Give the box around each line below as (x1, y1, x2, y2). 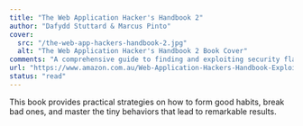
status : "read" (9, 72, 67, 81)
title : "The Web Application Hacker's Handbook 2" (9, 13, 204, 22)
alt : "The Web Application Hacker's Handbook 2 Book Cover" (17, 47, 248, 56)
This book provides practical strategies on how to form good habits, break (9, 96, 285, 107)
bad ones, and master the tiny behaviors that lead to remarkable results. (9, 105, 277, 117)
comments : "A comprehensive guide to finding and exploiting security (9, 55, 280, 64)
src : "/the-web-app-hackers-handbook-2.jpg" (17, 38, 188, 48)
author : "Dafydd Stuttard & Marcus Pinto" (9, 22, 171, 31)
